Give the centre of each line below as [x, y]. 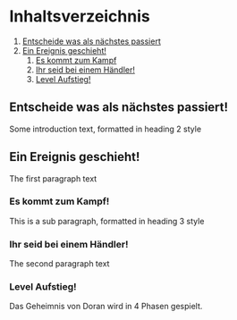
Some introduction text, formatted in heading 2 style [106, 129]
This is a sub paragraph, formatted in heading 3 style [107, 221]
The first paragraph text [53, 178]
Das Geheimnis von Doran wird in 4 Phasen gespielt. [106, 307]
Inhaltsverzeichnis [80, 17]
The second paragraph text [59, 264]
